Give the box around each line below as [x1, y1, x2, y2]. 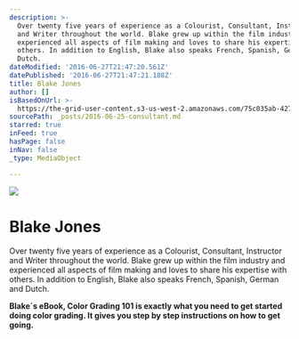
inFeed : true [9, 129, 58, 138]
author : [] [9, 87, 50, 96]
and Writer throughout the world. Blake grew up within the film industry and [9, 255, 286, 266]
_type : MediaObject [9, 153, 82, 163]
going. [9, 319, 34, 330]
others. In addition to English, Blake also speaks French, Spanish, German [9, 274, 279, 285]
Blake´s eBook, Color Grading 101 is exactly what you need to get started [9, 301, 283, 311]
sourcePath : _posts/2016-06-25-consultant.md [9, 112, 181, 121]
